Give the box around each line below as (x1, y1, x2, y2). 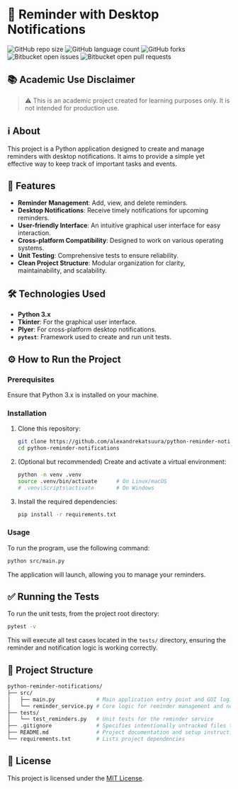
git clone (17, 438, 47, 445)
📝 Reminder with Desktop (7, 6, 159, 23)
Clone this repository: (17, 424, 81, 433)
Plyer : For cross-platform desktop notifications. (17, 325, 157, 334)
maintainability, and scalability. (17, 266, 108, 275)
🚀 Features (7, 180, 56, 192)
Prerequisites (7, 375, 55, 385)
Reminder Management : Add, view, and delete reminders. (17, 198, 188, 208)
